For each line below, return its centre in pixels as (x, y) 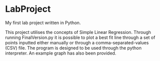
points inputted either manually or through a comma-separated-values (77, 42)
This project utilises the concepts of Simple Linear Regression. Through (78, 32)
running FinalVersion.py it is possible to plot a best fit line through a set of (80, 37)
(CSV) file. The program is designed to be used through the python (74, 48)
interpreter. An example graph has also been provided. (61, 53)
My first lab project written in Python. (43, 23)
